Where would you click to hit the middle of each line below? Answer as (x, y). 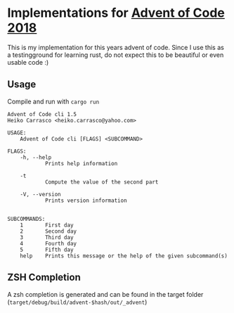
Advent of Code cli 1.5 (42, 114)
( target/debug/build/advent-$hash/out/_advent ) (77, 302)
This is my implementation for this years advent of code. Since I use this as (116, 47)
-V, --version (40, 194)
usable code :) (28, 62)
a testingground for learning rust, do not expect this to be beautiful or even (116, 55)
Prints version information (86, 200)
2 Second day (48, 231)
